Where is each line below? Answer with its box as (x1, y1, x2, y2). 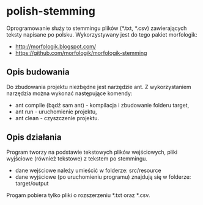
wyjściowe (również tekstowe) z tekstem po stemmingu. (6, 154, 148, 162)
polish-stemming (6, 4, 96, 18)
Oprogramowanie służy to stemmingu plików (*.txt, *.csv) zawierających (6, 24, 187, 32)
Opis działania (6, 132, 62, 143)
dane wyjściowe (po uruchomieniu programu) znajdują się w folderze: (15, 173, 191, 181)
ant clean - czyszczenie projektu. (15, 114, 100, 121)
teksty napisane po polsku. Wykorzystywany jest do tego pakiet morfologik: (6, 31, 197, 38)
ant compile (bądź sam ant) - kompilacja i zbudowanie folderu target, (15, 101, 190, 109)
